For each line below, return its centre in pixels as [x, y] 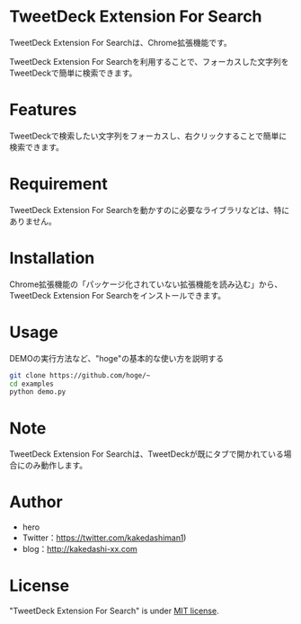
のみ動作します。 [56, 466]
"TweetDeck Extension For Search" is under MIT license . [114, 611]
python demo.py [38, 392]
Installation [52, 258]
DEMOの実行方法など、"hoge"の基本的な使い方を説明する [117, 358]
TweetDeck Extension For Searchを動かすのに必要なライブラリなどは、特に [150, 209]
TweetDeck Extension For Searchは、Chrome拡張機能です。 [120, 42]
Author [36, 502]
